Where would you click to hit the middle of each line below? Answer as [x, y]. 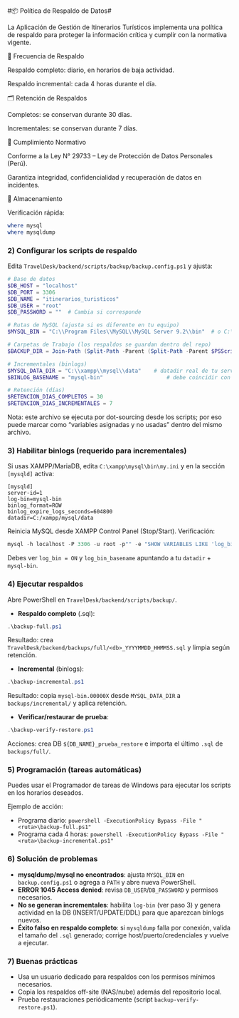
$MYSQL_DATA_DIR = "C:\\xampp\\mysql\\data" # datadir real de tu [113, 371]
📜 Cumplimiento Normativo [47, 142]
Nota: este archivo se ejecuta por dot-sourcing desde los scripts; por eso [115, 417]
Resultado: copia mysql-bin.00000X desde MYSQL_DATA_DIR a [94, 696]
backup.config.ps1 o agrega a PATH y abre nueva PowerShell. [107, 882]
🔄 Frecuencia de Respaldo [46, 56]
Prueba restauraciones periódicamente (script [85, 999]
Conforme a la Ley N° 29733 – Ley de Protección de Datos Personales [110, 156]
